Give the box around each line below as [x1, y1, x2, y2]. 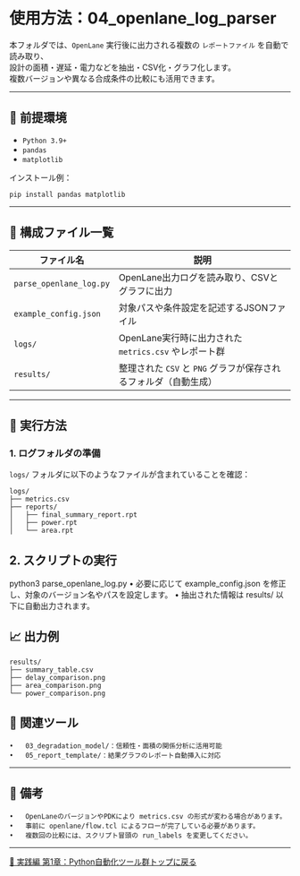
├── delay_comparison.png [9, 673, 105, 682]
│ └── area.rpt [9, 526, 74, 536]
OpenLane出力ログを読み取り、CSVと [118, 271, 279, 283]
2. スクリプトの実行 [9, 553, 118, 568]
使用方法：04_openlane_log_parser [9, 8, 277, 29]
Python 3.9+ [21, 136, 67, 145]
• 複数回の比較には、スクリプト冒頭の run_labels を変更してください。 [9, 830, 253, 840]
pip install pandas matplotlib [9, 190, 126, 199]
